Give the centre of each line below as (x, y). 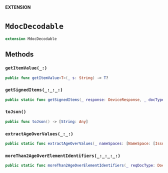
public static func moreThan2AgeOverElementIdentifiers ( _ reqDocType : (80, 165)
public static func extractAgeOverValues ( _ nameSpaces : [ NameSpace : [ (80, 144)
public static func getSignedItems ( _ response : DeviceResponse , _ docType (85, 99)
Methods (19, 54)
